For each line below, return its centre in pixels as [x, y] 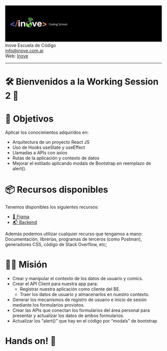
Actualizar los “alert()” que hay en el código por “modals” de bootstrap [85, 321]
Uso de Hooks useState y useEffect [49, 147]
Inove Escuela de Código [31, 45]
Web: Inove [17, 56]
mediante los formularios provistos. [48, 305]
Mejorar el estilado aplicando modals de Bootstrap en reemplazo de [82, 163]
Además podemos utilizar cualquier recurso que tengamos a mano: [74, 234]
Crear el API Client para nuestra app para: [55, 284]
